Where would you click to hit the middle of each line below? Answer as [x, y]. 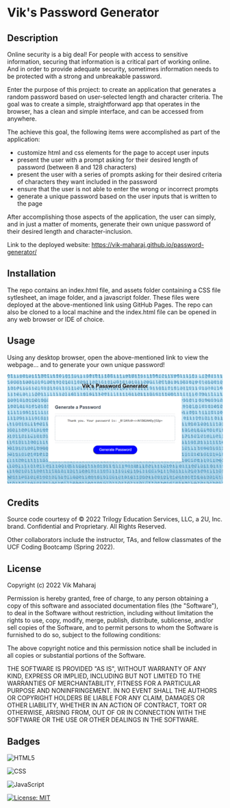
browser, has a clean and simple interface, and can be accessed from [105, 111]
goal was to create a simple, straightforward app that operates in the [104, 104]
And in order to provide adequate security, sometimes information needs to [113, 69]
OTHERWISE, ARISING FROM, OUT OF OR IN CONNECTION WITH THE [107, 713]
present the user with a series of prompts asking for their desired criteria [119, 174]
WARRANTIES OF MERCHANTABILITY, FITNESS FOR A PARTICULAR [104, 683]
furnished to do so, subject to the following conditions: [84, 635]
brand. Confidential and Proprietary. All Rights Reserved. [87, 527]
